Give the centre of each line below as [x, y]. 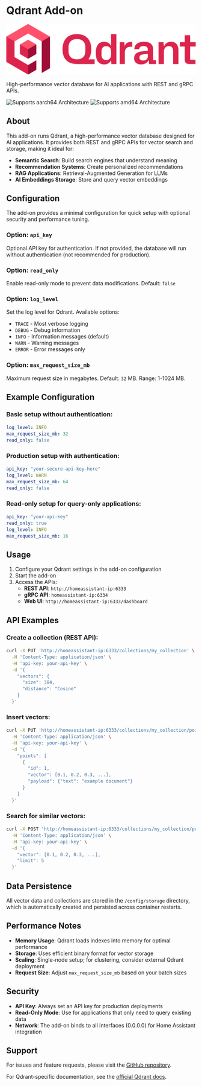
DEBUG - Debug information [47, 330]
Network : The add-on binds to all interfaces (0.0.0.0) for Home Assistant [105, 1025]
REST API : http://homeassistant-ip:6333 [75, 588]
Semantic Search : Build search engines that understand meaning [96, 160]
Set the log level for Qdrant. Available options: [63, 312]
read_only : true [26, 523]
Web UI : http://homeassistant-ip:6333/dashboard [86, 602]
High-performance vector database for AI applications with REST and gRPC [100, 84]
